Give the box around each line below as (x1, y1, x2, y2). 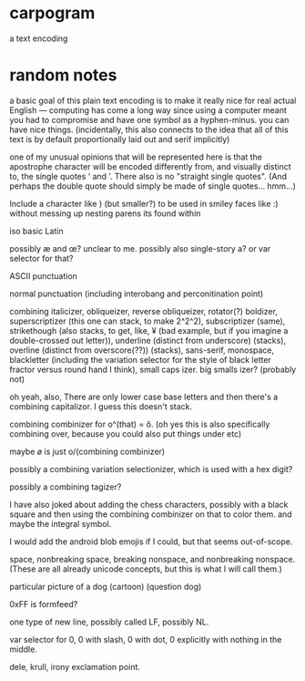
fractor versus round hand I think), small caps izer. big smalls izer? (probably (9, 364, 297, 375)
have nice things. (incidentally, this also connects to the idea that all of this (9, 124, 289, 135)
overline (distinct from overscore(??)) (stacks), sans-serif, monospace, (9, 345, 275, 356)
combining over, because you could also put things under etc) (9, 428, 242, 439)
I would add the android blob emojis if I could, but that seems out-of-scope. (9, 536, 293, 547)
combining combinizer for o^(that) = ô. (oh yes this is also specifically (9, 418, 270, 429)
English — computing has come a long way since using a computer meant (9, 104, 287, 116)
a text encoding (9, 33, 68, 44)
